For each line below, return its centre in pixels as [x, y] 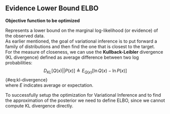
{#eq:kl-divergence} [26, 80]
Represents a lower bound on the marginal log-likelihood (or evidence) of [82, 30]
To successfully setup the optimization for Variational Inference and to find [83, 95]
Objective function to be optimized [43, 20]
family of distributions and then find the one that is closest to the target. [80, 46]
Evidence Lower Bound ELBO [52, 8]
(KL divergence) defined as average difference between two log [72, 57]
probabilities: [19, 62]
